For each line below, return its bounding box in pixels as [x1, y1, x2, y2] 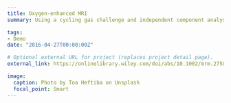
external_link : [7, 60, 51, 67]
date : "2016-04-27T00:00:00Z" [7, 42, 94, 49]
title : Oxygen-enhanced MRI [7, 10, 88, 17]
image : [7, 73, 26, 80]
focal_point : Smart [13, 85, 69, 93]
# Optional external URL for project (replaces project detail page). [7, 54, 214, 61]
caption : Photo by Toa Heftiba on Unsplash [13, 79, 140, 86]
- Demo [7, 35, 26, 42]
